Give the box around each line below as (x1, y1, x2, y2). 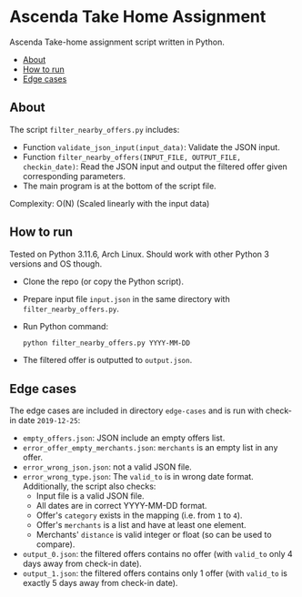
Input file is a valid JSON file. (35, 491, 145, 501)
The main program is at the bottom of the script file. (22, 180, 216, 191)
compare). (35, 539, 75, 550)
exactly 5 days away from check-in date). (22, 578, 178, 589)
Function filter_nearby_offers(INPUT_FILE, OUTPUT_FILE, (22, 151, 241, 162)
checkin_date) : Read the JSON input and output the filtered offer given (22, 161, 288, 172)
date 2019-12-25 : (17, 415, 81, 426)
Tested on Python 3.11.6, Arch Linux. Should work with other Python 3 (9, 248, 270, 259)
